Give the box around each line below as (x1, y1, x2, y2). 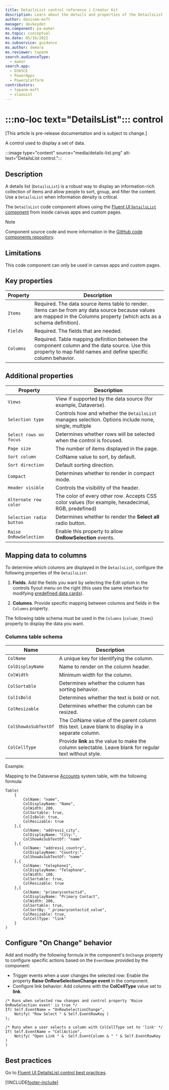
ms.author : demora (5, 45, 44, 50)
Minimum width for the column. (59, 671, 133, 678)
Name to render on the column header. (59, 663, 151, 670)
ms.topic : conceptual (5, 31, 51, 36)
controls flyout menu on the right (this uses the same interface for (12, 585, 149, 591)
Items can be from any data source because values (34, 306, 155, 314)
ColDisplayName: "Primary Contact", (23, 894, 100, 899)
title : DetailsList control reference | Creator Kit (5, 7, 118, 13)
